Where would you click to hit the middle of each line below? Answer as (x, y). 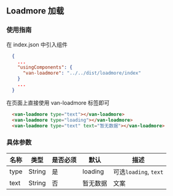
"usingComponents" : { (45, 67)
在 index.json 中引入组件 (37, 44)
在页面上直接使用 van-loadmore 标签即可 (58, 102)
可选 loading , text (138, 171)
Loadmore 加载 (35, 11)
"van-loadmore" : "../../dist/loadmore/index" (82, 73)
